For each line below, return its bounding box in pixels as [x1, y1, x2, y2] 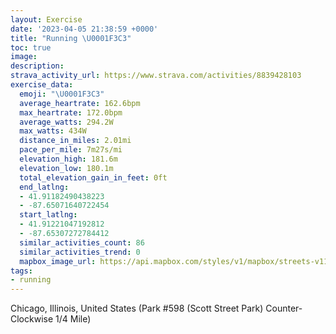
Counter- [265, 302, 303, 315]
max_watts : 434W [19, 126, 87, 136]
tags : [10, 266, 33, 276]
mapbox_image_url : [19, 256, 97, 266]
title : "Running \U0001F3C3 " [10, 33, 132, 43]
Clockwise [10, 313, 54, 325]
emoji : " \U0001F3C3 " [19, 89, 105, 99]
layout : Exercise [10, 14, 83, 25]
